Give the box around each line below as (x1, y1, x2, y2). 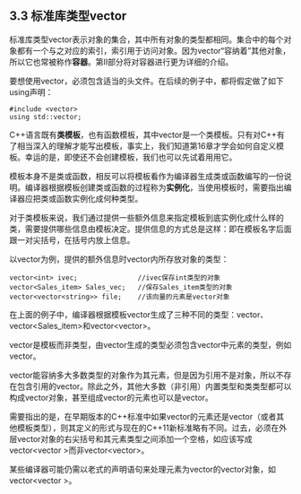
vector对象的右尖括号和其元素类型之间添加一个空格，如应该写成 (16, 433, 253, 444)
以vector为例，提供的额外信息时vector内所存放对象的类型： (9, 254, 229, 264)
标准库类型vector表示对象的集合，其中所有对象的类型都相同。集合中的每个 (9, 34, 284, 45)
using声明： (9, 86, 54, 97)
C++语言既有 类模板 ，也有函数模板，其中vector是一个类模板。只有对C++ (9, 129, 278, 140)
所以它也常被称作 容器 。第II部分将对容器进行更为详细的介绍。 (9, 56, 234, 67)
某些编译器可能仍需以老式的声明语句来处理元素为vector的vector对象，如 (9, 464, 276, 474)
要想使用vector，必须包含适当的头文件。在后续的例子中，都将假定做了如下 (9, 75, 284, 86)
